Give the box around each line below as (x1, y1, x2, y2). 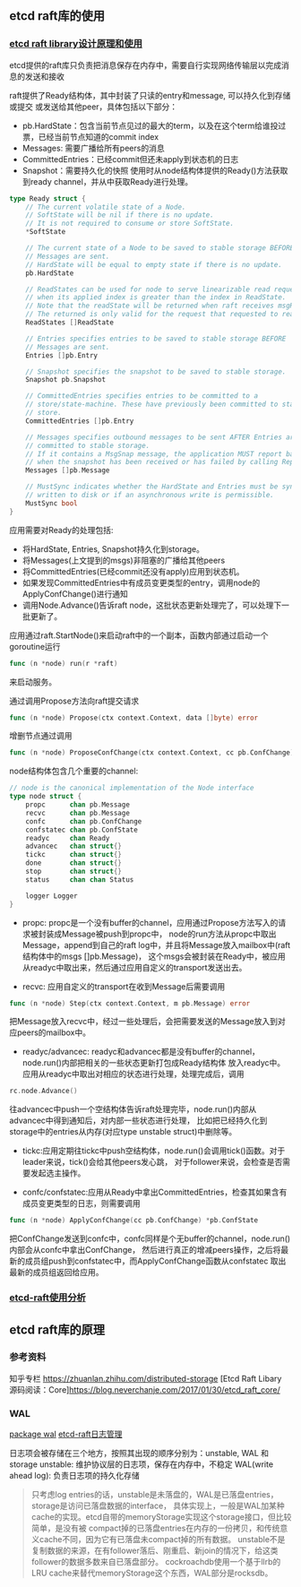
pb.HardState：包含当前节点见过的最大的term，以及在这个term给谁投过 (21, 120, 287, 131)
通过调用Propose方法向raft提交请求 (9, 695, 140, 706)
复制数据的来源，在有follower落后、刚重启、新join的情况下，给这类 (30, 1545, 279, 1557)
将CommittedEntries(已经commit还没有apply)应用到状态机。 (21, 565, 245, 576)
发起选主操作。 (30, 1168, 86, 1178)
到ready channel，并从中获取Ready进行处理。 (21, 176, 193, 186)
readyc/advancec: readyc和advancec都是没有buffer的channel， (21, 1047, 260, 1057)
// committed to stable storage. (25, 441, 150, 450)
